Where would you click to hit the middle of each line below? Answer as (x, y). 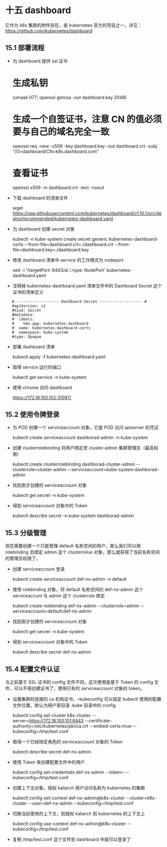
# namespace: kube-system (40, 332)
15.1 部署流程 (25, 48)
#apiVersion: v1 (29, 306)
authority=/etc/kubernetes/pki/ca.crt (50, 726)
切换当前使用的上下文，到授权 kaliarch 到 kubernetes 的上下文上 (79, 814)
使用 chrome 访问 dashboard (42, 387)
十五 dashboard (38, 10)
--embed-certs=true (111, 726)
